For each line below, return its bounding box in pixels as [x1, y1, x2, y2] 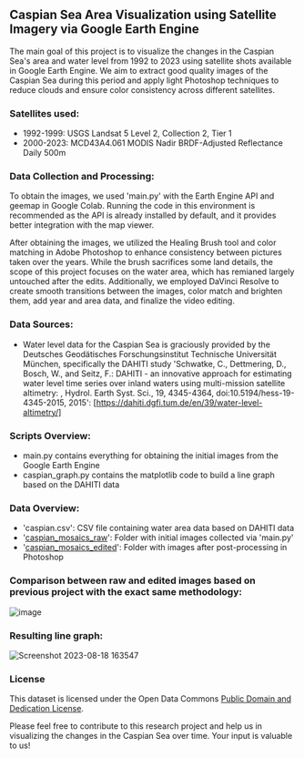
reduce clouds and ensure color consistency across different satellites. [9, 84, 276, 95]
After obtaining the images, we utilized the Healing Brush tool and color [9, 237, 277, 249]
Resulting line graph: [9, 629, 104, 641]
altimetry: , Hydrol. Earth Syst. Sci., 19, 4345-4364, [22, 387, 215, 398]
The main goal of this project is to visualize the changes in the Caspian [9, 46, 275, 56]
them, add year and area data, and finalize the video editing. [9, 295, 235, 306]
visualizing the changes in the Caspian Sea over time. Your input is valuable [9, 731, 293, 742]
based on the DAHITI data [22, 479, 120, 490]
